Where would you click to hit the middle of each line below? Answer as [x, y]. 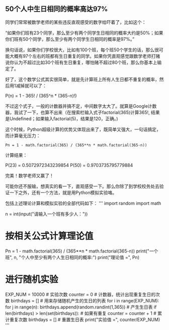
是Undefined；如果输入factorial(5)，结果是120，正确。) [62, 118]
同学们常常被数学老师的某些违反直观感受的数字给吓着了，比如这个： [76, 22]
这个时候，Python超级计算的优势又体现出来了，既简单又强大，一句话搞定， [83, 129]
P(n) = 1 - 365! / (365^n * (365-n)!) [41, 96]
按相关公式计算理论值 [50, 236]
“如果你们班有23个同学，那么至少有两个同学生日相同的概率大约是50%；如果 [84, 33]
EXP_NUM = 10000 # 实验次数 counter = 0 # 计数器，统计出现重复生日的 [80, 294]
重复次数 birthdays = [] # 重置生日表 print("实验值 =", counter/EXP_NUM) [85, 319]
